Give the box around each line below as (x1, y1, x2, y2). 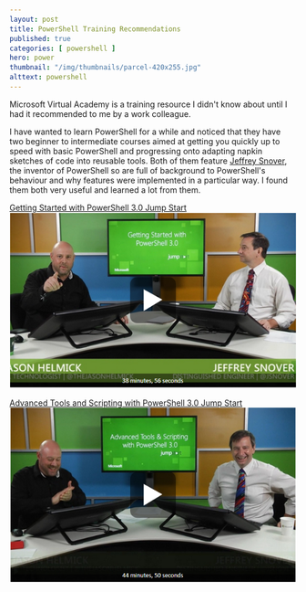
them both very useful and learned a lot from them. (9, 184, 201, 196)
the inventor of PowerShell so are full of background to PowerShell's (9, 164, 266, 175)
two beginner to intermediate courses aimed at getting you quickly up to (9, 135, 280, 146)
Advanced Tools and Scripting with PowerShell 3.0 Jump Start (9, 397, 243, 408)
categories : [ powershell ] (9, 44, 117, 53)
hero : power (9, 53, 55, 63)
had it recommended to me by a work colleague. (9, 108, 191, 119)
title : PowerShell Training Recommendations (9, 24, 181, 34)
